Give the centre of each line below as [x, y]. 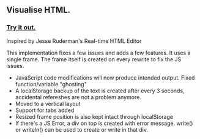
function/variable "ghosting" [51, 84]
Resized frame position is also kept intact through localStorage [94, 116]
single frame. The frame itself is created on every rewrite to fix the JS [94, 59]
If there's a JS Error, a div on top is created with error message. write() [104, 123]
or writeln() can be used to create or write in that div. [82, 130]
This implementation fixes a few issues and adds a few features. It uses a [98, 53]
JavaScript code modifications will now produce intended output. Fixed [105, 77]
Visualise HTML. [39, 10]
